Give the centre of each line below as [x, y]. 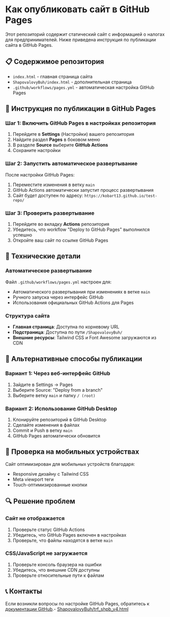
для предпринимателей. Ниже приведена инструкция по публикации [81, 40]
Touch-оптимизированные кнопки [50, 485]
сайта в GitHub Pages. [29, 45]
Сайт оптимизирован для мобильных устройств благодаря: [70, 464]
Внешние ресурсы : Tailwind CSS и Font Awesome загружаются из [84, 338]
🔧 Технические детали [43, 256]
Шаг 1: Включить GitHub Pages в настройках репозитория [81, 123]
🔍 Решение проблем [40, 501]
